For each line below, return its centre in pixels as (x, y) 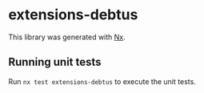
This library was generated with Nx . (67, 37)
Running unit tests (55, 62)
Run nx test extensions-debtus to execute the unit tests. (102, 81)
